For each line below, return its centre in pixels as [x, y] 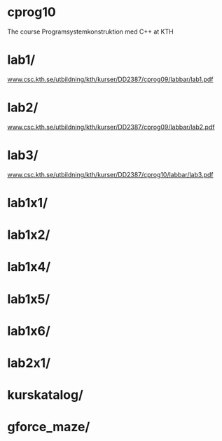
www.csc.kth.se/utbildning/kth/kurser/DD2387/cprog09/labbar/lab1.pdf [110, 79]
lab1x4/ [29, 267]
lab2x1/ [29, 363]
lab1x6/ [29, 331]
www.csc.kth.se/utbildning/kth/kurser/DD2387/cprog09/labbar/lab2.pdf [111, 127]
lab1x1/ [27, 203]
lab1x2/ [29, 235]
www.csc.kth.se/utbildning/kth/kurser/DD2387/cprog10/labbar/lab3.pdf [110, 174]
